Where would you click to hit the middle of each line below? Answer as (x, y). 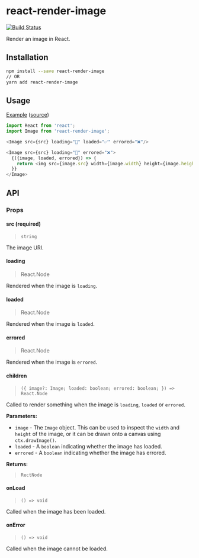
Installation (27, 57)
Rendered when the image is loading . (52, 286)
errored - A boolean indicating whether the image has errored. (90, 453)
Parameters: (22, 416)
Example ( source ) (28, 115)
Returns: (17, 464)
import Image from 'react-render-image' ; (58, 132)
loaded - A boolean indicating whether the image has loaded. (88, 446)
